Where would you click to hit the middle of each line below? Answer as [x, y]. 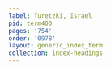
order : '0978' [32, 38]
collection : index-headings [56, 53]
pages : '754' [30, 31]
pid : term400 [30, 23]
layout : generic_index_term [56, 46]
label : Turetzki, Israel [50, 16]
